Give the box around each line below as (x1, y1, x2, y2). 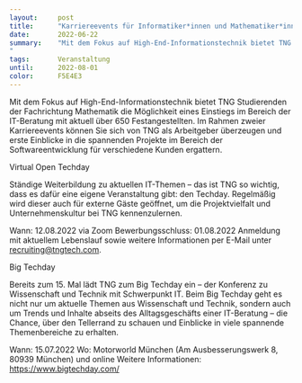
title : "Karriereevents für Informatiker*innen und (9, 22, 227, 31)
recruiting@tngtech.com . (9, 244, 102, 254)
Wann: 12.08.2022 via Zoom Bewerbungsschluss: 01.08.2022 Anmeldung (9, 225, 281, 236)
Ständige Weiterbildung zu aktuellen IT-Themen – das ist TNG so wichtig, (9, 179, 280, 190)
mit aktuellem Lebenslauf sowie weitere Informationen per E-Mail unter (9, 235, 272, 245)
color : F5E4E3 (9, 72, 83, 81)
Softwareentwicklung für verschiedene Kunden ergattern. (9, 144, 223, 155)
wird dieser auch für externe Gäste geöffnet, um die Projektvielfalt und (9, 198, 271, 209)
